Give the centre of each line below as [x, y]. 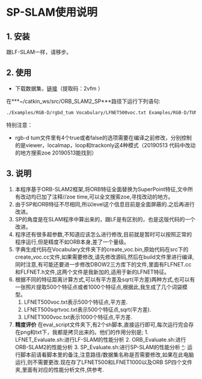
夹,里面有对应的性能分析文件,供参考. [59, 369]
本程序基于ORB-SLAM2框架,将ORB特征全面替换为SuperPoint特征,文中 [101, 189]
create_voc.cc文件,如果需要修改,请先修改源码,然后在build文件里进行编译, [104, 257]
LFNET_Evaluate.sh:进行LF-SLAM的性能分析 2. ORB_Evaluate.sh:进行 [100, 339]
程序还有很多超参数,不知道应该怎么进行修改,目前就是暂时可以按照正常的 [103, 234]
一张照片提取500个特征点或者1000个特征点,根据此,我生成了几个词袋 [99, 287]
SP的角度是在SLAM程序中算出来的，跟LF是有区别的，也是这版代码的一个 [105, 219]
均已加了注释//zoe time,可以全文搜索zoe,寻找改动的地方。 [102, 197]
